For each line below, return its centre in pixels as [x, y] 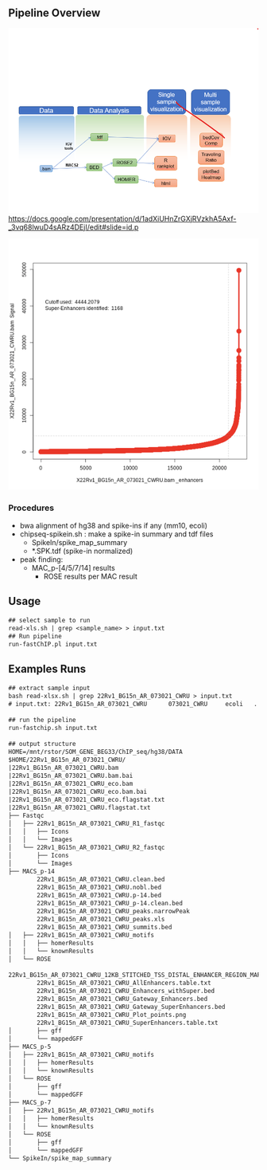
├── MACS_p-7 [30, 1103]
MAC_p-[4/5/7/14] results [73, 567]
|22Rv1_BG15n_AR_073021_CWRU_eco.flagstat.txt [87, 800]
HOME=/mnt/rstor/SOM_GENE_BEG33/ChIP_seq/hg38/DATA [95, 752]
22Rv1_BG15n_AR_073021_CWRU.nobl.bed [99, 888]
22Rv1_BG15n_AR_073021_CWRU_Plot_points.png [112, 1015]
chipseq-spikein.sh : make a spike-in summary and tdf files [116, 534]
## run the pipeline [43, 720]
